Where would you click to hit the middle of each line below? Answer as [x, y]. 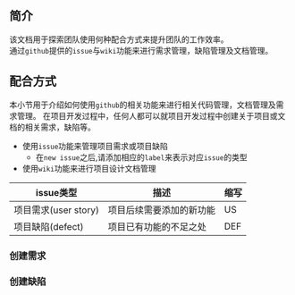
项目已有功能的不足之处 [157, 226]
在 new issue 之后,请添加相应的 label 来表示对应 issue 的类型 [141, 157]
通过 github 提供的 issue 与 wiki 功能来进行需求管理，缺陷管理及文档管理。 [141, 50]
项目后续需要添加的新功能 [162, 210]
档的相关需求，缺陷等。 [52, 127]
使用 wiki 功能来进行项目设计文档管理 [89, 168]
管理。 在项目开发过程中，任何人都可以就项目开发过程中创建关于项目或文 [151, 115]
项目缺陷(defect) [49, 226]
